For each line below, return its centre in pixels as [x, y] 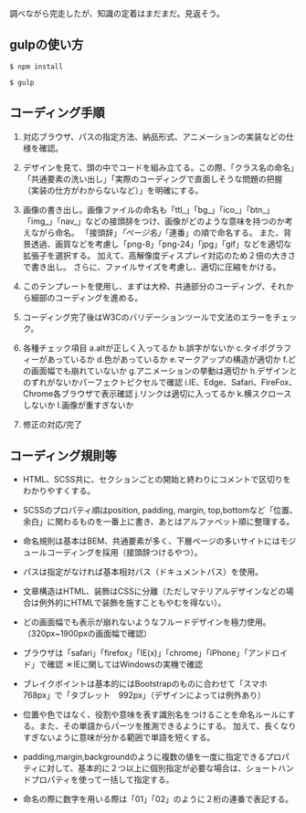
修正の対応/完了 [52, 424]
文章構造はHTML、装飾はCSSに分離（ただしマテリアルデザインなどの [154, 591]
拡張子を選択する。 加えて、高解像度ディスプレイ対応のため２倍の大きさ [159, 255]
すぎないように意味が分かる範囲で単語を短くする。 [119, 737]
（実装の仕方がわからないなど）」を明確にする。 [113, 190]
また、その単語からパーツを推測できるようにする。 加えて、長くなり [168, 726]
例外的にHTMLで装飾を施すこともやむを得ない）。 [132, 603]
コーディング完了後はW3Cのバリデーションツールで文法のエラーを [148, 317]
